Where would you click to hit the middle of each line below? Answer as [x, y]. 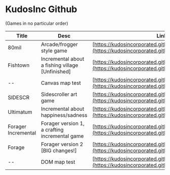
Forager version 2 [62, 144]
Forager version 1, [63, 123]
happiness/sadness [64, 115]
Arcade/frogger [59, 44]
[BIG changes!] [59, 150]
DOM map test [58, 162]
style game [54, 51]
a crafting [52, 129]
